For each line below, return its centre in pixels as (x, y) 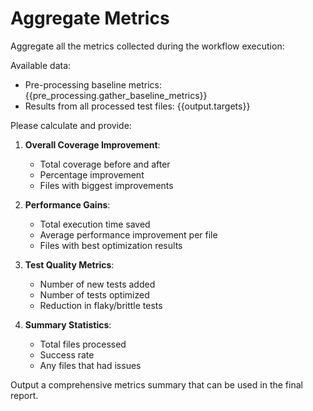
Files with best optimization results (111, 245)
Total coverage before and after (105, 164)
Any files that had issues (90, 365)
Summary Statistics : (68, 324)
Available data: (41, 65)
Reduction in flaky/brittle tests (101, 305)
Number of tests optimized (94, 294)
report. (24, 395)
